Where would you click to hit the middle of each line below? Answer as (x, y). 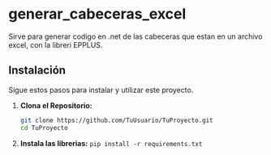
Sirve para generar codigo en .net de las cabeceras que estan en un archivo (135, 36)
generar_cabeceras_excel (97, 14)
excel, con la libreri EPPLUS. (56, 44)
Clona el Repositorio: (56, 105)
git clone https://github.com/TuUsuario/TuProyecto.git (116, 120)
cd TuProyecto (44, 128)
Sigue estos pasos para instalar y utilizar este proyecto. (101, 90)
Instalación (37, 71)
